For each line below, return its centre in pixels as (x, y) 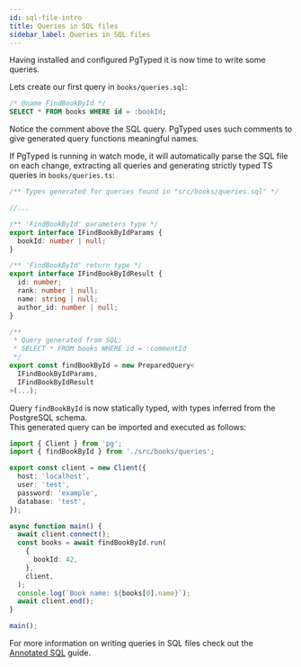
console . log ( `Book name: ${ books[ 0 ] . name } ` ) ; (104, 593)
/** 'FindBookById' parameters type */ (84, 224)
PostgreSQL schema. (49, 417)
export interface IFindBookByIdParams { (86, 232)
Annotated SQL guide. (50, 653)
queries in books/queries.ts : (62, 176)
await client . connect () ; (64, 535)
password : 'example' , (58, 493)
